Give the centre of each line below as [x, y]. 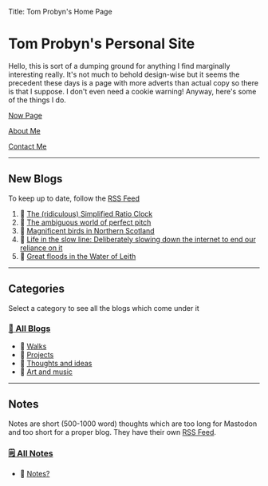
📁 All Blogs [30, 329]
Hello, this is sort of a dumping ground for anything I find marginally [119, 66]
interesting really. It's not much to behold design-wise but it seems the [124, 74]
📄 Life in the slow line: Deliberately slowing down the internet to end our [138, 239]
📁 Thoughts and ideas [56, 363]
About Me [25, 130]
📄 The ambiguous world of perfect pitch [85, 222]
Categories [37, 289]
